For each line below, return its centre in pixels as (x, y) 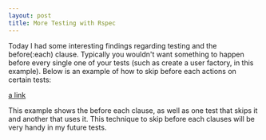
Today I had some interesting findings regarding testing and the (113, 45)
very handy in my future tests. (58, 127)
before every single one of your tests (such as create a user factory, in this (131, 62)
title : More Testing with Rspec (62, 23)
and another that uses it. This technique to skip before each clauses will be (132, 119)
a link (17, 95)
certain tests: (30, 80)
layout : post (30, 16)
